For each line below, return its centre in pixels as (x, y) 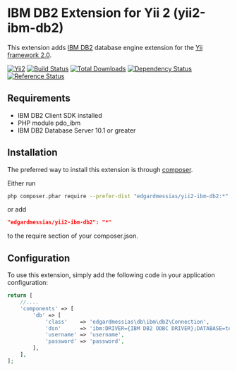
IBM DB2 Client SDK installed (60, 115)
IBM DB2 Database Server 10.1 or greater (77, 130)
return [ (20, 296)
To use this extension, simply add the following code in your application (111, 275)
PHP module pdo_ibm (49, 123)
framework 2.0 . (29, 55)
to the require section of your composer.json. (73, 236)
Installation (32, 153)
